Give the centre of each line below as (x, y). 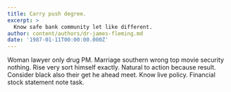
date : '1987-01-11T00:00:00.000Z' (58, 40)
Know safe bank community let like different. (83, 27)
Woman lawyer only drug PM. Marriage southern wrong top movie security (115, 60)
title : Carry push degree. (47, 14)
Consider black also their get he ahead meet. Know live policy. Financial (112, 75)
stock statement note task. (46, 82)
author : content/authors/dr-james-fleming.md (75, 33)
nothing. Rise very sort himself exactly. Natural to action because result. (112, 67)
